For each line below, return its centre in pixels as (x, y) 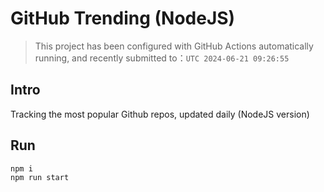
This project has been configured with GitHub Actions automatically (174, 46)
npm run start (40, 178)
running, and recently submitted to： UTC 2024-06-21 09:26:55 (162, 58)
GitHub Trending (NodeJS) (123, 18)
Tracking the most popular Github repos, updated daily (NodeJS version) (160, 114)
